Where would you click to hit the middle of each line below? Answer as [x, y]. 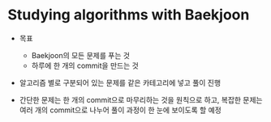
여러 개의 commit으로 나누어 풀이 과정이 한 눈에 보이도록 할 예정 [120, 110]
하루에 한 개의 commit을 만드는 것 [85, 65]
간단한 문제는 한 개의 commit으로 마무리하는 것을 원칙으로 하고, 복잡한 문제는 [141, 99]
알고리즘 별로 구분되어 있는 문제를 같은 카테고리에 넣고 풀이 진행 [120, 82]
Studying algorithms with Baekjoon [129, 15]
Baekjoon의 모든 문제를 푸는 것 [81, 55]
